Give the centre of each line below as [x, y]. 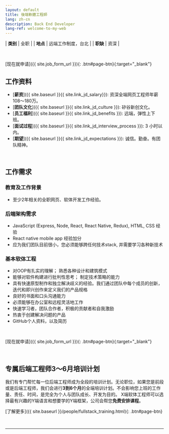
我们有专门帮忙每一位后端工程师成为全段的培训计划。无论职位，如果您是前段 [84, 382]
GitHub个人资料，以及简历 [39, 321]
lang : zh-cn [18, 19]
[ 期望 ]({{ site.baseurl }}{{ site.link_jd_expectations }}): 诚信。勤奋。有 [84, 138]
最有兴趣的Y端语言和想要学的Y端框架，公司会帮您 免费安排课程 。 [76, 401]
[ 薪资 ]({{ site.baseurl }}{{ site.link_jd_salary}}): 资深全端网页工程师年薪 [85, 94]
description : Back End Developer [40, 24]
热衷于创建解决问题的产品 [39, 315]
